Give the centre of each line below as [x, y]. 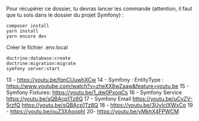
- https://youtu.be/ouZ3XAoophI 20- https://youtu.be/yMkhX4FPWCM [93, 111]
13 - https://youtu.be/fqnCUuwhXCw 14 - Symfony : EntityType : [85, 80]
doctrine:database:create [38, 58]
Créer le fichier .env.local [37, 47]
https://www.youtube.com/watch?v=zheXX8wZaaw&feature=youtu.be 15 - [98, 86]
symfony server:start [33, 69]
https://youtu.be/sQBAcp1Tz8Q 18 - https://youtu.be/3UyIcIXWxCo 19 [107, 105]
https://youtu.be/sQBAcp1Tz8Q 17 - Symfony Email [69, 99]
